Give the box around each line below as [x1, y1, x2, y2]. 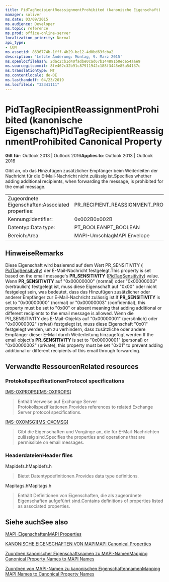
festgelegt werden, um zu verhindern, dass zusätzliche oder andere [5, 326, 146, 332]
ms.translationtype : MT [5, 68, 55, 73]
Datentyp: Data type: [8, 224, 55, 231]
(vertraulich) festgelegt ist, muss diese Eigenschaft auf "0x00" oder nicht [5, 283, 157, 289]
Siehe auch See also [5, 518, 68, 526]
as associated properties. [17, 503, 70, 509]
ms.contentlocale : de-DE [5, 73, 57, 78]
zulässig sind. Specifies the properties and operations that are [17, 434, 145, 440]
